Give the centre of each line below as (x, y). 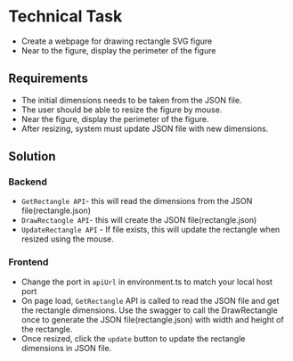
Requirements (48, 79)
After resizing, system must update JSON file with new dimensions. (145, 128)
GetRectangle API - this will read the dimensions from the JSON (137, 201)
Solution (32, 156)
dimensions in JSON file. (66, 348)
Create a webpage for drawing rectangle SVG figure (117, 41)
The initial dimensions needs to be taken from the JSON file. (131, 100)
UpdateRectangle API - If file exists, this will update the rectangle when (151, 230)
